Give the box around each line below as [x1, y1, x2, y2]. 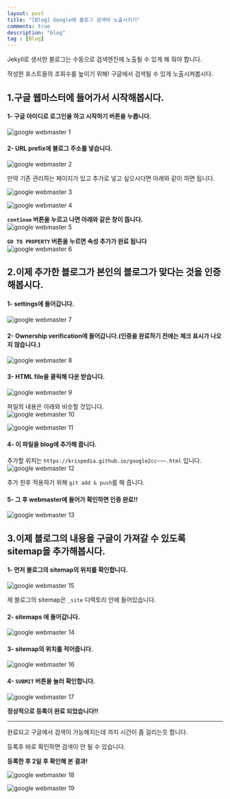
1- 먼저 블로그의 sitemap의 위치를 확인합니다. [7, 566, 128, 574]
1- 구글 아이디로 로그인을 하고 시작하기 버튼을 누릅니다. [7, 112, 152, 121]
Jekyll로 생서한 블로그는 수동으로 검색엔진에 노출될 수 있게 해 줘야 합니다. [7, 56, 203, 64]
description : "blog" [7, 29, 66, 36]
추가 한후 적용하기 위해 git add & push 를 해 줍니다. [7, 478, 145, 487]
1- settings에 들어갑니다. [7, 299, 75, 308]
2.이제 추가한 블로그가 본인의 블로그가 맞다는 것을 [7, 267, 203, 278]
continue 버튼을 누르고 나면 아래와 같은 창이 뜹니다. [7, 215, 144, 223]
